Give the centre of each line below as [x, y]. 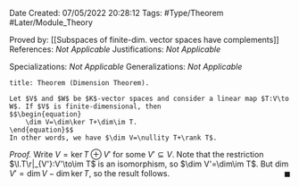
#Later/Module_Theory [51, 22]
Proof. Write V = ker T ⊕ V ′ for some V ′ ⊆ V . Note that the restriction [137, 154]
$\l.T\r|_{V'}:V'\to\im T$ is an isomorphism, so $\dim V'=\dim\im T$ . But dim [149, 164]
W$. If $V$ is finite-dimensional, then [86, 106]
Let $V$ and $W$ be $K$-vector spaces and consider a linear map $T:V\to [149, 98]
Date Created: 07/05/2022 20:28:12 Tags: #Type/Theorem [116, 13]
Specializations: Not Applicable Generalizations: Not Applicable [126, 67]
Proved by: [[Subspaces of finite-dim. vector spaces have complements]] [144, 40]
